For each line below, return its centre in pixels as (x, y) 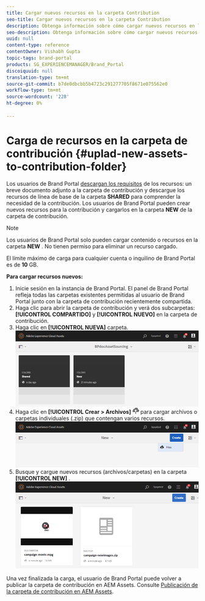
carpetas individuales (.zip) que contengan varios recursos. (90, 418)
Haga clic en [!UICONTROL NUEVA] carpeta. (72, 327)
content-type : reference (38, 45)
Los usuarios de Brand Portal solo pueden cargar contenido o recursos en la (102, 240)
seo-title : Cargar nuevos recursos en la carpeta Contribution (88, 19)
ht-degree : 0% (24, 103)
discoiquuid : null (30, 71)
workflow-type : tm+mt (34, 90)
